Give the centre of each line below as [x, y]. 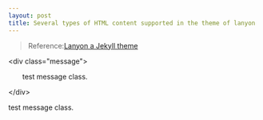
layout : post [30, 15]
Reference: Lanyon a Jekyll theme [83, 45]
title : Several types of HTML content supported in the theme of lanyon [132, 23]
